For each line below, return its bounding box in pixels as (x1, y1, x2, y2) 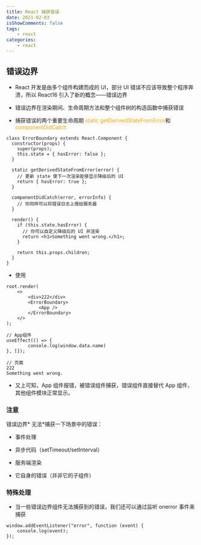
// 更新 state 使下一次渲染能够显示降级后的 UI (17, 173, 124, 179)
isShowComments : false (6, 20, 63, 26)
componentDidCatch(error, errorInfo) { (11, 194, 112, 200)
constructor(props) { (11, 140, 66, 147)
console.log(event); (17, 528, 69, 534)
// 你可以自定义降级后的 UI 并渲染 (22, 228, 100, 234)
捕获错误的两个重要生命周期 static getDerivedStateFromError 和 (14, 116, 171, 124)
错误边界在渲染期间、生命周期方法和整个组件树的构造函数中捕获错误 (14, 104, 184, 111)
